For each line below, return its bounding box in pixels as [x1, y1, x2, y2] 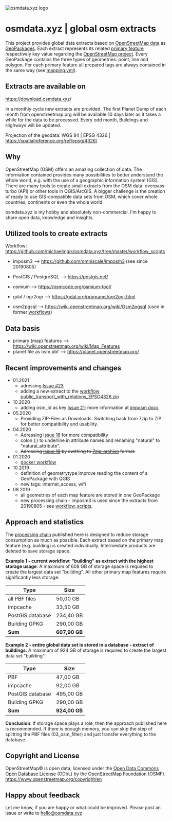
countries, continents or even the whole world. [5, 199, 104, 205]
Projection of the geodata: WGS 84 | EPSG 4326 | [5, 132, 110, 138]
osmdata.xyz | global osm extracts [5, 23, 157, 34]
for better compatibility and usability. [20, 421, 99, 427]
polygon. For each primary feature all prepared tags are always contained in [5, 62, 166, 68]
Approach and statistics [5, 517, 84, 527]
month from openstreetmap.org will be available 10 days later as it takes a [5, 111, 161, 117]
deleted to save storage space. [5, 548, 71, 554]
